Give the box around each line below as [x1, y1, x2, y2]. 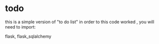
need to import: [5, 24, 36, 29]
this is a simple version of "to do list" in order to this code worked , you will [5, 19, 154, 25]
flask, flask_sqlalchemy [5, 33, 52, 39]
